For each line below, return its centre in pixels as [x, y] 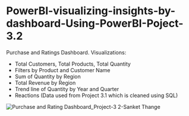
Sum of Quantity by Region [48, 76]
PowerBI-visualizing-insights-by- [91, 11]
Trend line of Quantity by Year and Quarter [67, 89]
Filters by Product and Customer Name [62, 70]
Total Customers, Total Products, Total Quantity [73, 64]
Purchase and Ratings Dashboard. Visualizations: [66, 52]
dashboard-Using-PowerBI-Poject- [95, 23]
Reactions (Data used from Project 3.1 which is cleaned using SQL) [96, 95]
